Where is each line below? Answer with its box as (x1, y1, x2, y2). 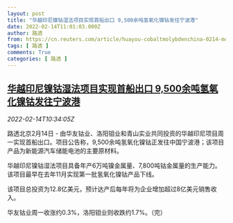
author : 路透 (7, 29, 43, 37)
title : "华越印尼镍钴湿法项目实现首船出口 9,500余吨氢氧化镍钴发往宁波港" (7, 17, 199, 24)
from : (7, 36, 23, 43)
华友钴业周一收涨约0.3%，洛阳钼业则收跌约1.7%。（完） (7, 208, 166, 216)
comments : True (7, 49, 51, 56)
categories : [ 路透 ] (7, 56, 68, 63)
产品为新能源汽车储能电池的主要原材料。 (7, 147, 123, 155)
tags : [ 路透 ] (7, 42, 49, 49)
